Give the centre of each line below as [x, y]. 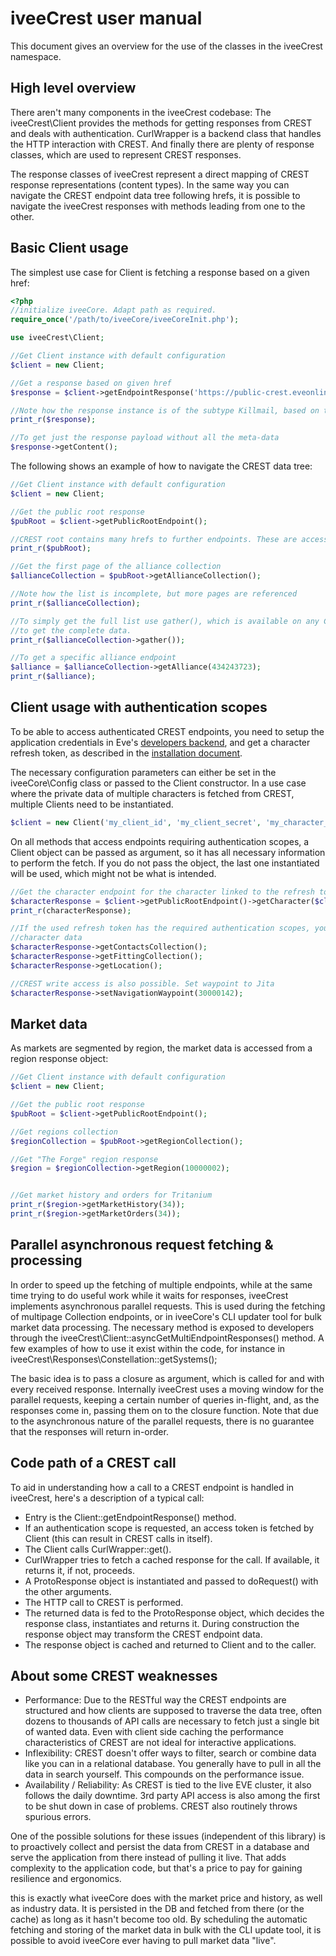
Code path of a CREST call [93, 1463]
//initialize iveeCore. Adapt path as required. [113, 310]
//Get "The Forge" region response [84, 1159]
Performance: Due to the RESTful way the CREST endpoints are [155, 1700]
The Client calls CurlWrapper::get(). [98, 1549]
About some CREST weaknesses [114, 1675]
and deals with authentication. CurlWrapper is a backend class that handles [166, 133]
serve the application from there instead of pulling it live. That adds [148, 1858]
